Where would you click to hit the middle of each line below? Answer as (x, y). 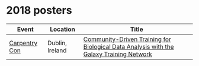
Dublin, (57, 43)
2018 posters (39, 10)
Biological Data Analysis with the (129, 46)
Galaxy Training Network (118, 54)
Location (62, 29)
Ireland (57, 50)
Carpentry (23, 43)
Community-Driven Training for (127, 39)
